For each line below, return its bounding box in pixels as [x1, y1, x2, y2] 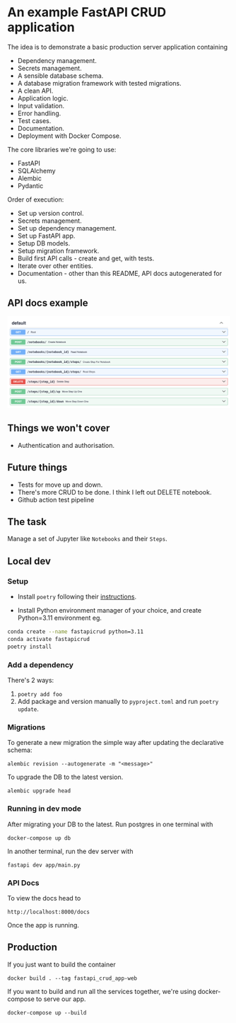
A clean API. [17, 86, 54, 95]
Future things [7, 461, 68, 474]
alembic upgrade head [7, 787, 71, 794]
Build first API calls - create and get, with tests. [17, 254, 155, 262]
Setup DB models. [17, 238, 71, 248]
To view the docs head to [7, 894, 81, 902]
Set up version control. [17, 209, 84, 217]
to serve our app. [36, 995, 86, 1003]
